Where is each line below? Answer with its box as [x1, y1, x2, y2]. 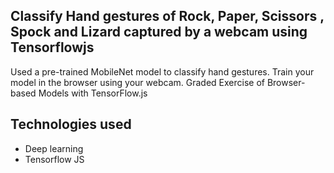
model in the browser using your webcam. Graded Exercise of [10, 76, 265, 88]
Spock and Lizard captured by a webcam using [10, 24, 308, 41]
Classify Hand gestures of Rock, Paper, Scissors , [10, 8, 325, 25]
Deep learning [24, 142, 84, 154]
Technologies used [10, 116, 132, 133]
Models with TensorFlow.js [38, 87, 148, 99]
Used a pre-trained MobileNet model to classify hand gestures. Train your [10, 65, 315, 78]
